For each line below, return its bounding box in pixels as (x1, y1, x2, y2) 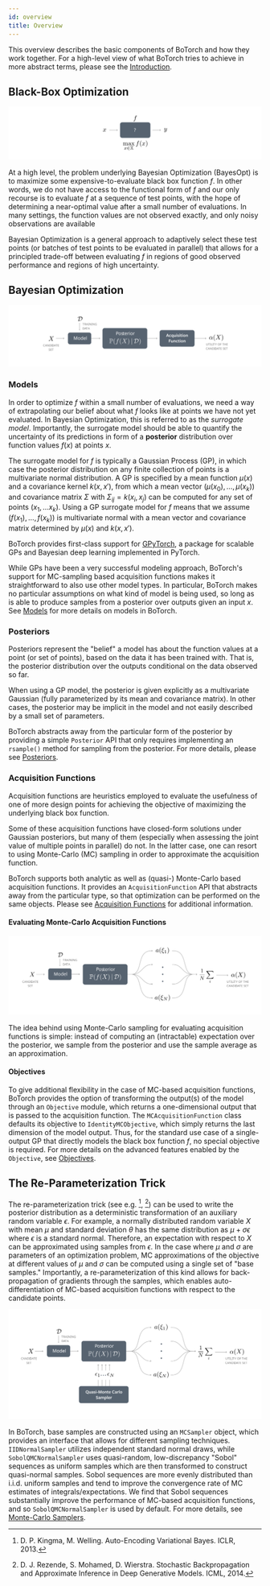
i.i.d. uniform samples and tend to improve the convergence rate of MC (8, 1478, 243, 1488)
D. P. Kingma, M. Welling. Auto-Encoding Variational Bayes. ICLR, (19, 1535, 235, 1545)
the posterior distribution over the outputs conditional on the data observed (8, 661, 258, 671)
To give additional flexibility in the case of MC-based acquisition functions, (8, 1085, 256, 1095)
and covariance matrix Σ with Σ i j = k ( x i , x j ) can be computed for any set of (8, 492, 253, 503)
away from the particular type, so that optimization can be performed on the (8, 890, 260, 900)
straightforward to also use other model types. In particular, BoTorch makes (8, 580, 258, 590)
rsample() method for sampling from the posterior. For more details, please (8, 744, 257, 754)
